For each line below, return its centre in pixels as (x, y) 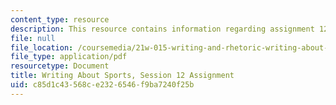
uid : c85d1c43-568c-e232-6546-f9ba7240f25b (102, 85)
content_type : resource (60, 19)
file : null (33, 38)
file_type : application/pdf (69, 57)
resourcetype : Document (60, 66)
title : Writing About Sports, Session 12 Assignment (122, 76)
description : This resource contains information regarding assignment (162, 29)
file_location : (42, 47)
